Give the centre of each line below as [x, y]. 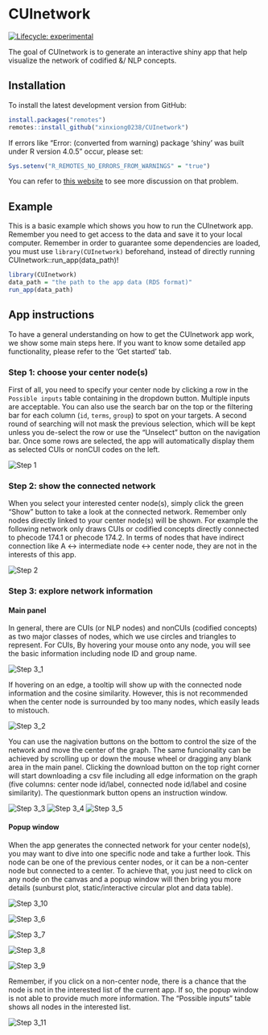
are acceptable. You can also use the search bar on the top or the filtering [131, 406]
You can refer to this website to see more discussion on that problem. [124, 181]
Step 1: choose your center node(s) [78, 372]
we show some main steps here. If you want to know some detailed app [127, 343]
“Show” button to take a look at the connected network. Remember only [128, 512]
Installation [37, 86]
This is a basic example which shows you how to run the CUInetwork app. [131, 226]
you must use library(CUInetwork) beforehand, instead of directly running [132, 252]
